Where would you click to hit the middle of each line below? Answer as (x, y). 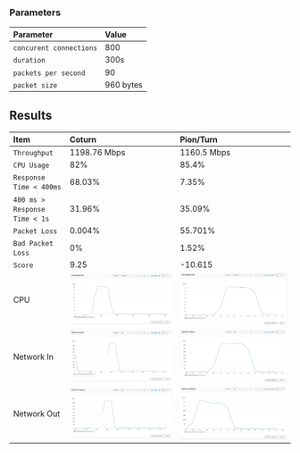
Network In (33, 357)
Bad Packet (33, 244)
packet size (35, 85)
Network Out (37, 414)
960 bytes (124, 84)
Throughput (33, 153)
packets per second (49, 73)
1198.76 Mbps (98, 152)
